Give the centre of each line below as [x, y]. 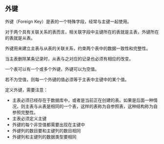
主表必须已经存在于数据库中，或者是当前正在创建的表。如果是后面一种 [83, 100]
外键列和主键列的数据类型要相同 [44, 137]
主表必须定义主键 [29, 118]
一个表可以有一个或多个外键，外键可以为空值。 [52, 69]
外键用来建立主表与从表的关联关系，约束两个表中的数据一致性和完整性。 [78, 48]
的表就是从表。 [20, 38]
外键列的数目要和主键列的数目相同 [46, 130]
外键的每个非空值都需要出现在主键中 [49, 124]
